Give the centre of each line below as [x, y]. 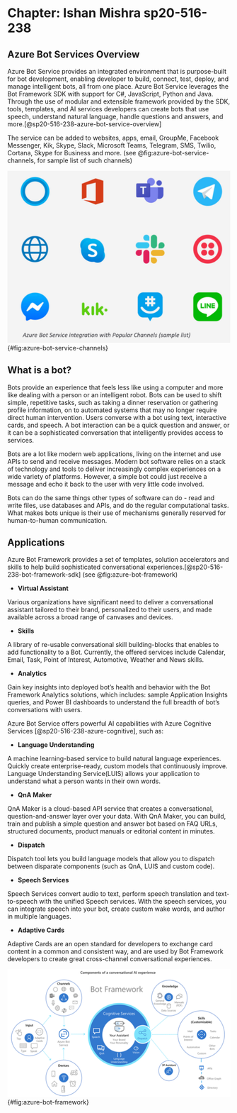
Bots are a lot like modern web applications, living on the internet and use [114, 454]
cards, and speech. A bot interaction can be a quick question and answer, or [118, 425]
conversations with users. [45, 710]
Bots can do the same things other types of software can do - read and [111, 497]
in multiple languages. [40, 917]
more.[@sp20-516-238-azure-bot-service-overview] [85, 124]
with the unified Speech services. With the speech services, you [133, 902]
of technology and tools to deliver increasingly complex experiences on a [114, 469]
